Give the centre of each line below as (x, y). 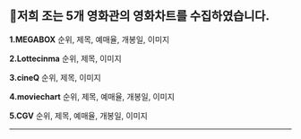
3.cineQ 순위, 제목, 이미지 (55, 77)
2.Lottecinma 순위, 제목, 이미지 (66, 58)
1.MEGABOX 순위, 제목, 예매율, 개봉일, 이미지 (90, 39)
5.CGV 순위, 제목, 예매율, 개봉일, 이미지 (78, 116)
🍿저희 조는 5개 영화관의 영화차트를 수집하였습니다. (140, 16)
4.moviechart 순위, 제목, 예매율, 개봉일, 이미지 (92, 96)
